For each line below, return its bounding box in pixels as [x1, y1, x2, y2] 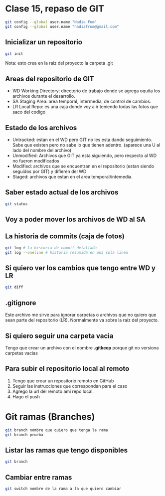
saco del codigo [12, 109, 46, 115]
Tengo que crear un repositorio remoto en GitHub [12, 377, 114, 384]
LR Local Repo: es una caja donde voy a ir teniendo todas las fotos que [12, 104, 159, 110]
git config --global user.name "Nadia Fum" [5, 19, 97, 24]
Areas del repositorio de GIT [5, 74, 94, 83]
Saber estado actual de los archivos [5, 188, 119, 197]
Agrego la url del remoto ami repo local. [12, 388, 94, 394]
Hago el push [12, 393, 40, 399]
